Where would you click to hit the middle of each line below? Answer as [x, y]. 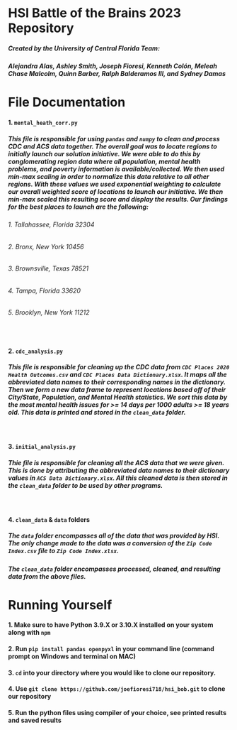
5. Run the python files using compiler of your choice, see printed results [117, 712]
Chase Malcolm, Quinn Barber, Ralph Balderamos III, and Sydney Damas [117, 74]
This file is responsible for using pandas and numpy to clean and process [114, 138]
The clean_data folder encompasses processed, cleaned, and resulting [115, 569]
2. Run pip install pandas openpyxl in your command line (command [111, 649]
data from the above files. [47, 576]
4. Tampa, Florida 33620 [44, 290]
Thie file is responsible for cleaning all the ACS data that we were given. [116, 462]
